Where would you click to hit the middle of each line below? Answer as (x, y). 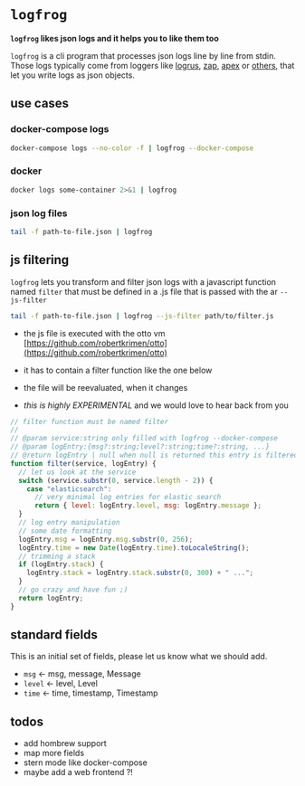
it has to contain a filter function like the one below (118, 370)
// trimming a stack (57, 556)
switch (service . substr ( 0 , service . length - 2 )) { (116, 480)
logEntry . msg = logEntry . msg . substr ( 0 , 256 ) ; (106, 539)
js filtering (40, 260)
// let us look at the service (77, 472)
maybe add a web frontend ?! (78, 772)
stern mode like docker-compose (85, 762)
